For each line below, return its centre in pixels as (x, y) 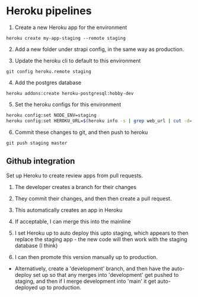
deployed (26, 287)
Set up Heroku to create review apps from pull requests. (75, 175)
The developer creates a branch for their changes (75, 187)
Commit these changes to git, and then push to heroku (81, 132)
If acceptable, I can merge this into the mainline (73, 221)
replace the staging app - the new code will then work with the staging (101, 239)
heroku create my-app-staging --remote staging (66, 38)
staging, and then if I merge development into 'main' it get (85, 281)
